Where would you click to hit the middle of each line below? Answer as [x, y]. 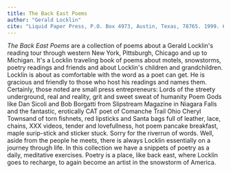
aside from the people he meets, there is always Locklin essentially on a [109, 141]
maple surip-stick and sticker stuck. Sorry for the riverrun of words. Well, [111, 133]
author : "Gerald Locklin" [44, 20]
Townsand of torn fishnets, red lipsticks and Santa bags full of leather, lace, [114, 119]
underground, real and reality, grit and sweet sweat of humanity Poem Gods [114, 97]
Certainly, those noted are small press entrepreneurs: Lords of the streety [111, 89]
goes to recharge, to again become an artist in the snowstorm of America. [112, 163]
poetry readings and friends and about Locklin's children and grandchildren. [115, 68]
